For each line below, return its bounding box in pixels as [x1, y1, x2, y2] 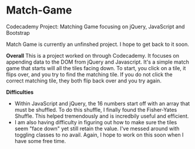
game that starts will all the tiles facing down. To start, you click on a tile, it [6, 64, 186, 71]
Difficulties [6, 88, 34, 95]
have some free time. [14, 137, 66, 144]
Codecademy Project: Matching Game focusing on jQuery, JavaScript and [6, 23, 185, 30]
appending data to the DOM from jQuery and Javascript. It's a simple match [6, 58, 189, 65]
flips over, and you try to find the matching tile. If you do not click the [6, 71, 173, 78]
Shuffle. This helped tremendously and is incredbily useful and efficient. [14, 112, 189, 120]
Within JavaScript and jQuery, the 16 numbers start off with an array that [14, 100, 190, 107]
